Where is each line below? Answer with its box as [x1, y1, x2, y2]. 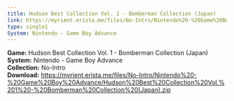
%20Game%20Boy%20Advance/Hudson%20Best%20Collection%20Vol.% [7, 78, 225, 87]
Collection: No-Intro [7, 63, 66, 72]
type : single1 [7, 23, 49, 30]
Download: [7, 71, 40, 79]
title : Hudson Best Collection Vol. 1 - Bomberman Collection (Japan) [7, 10, 217, 17]
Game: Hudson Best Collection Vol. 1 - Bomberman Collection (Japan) [7, 49, 209, 57]
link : [7, 17, 23, 24]
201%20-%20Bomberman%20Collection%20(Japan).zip [7, 86, 171, 94]
